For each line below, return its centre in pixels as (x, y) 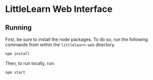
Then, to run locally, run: (30, 63)
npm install (17, 54)
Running (19, 28)
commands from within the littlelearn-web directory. (60, 45)
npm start (15, 72)
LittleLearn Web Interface (59, 9)
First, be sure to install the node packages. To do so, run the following (76, 39)
